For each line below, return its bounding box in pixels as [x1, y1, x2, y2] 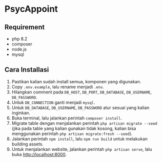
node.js [11, 46, 27, 52]
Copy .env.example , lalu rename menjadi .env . [11, 84, 104, 90]
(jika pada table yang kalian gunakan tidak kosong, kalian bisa [11, 125, 136, 131]
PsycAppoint [4, 3, 58, 15]
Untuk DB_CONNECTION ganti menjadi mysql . [11, 99, 96, 105]
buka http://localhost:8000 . [11, 151, 67, 157]
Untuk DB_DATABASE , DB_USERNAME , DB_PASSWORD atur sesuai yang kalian [11, 104, 150, 111]
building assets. [11, 141, 43, 147]
